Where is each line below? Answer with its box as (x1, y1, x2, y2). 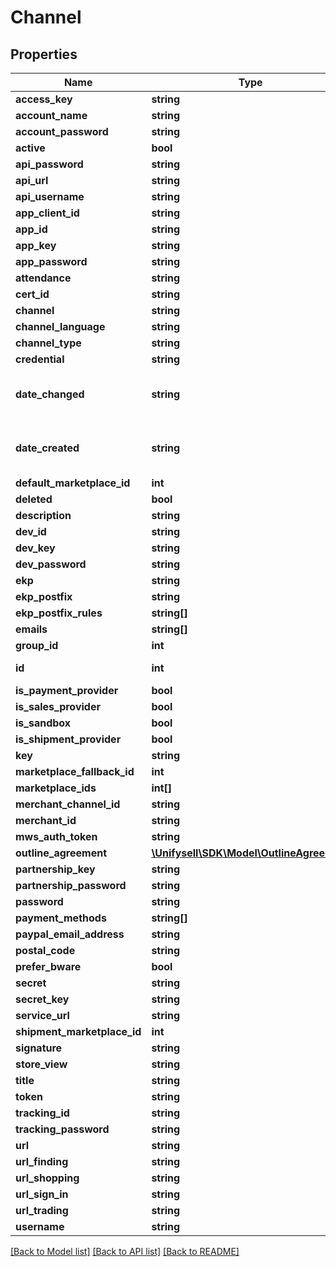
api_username (15, 190, 85, 203)
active (15, 141, 46, 155)
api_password (15, 157, 84, 171)
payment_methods (15, 911, 107, 925)
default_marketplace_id (15, 476, 131, 490)
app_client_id (15, 206, 80, 220)
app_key (15, 239, 57, 252)
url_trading (15, 1204, 69, 1217)
